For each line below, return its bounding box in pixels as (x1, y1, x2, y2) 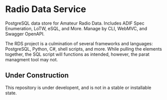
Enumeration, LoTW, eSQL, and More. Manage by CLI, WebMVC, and (5, 25, 147, 31)
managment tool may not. (5, 56, 58, 62)
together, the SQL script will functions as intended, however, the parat (5, 51, 149, 57)
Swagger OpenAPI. (5, 31, 45, 37)
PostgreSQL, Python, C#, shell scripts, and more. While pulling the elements (5, 46, 162, 52)
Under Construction (5, 71, 69, 80)
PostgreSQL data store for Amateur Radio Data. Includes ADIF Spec (5, 20, 144, 26)
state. (5, 89, 17, 96)
